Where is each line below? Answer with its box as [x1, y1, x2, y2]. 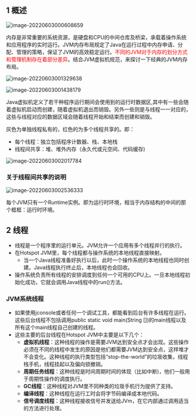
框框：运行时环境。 [11, 206, 58, 213]
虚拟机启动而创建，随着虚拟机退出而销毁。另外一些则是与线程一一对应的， [11, 105, 191, 113]
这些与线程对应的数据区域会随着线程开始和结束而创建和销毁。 [6, 113, 156, 120]
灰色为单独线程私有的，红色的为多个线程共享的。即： [6, 125, 135, 132]
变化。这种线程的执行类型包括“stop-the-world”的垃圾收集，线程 [33, 353, 188, 361]
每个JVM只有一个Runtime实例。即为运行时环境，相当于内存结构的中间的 [6, 199, 181, 206]
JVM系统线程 [6, 295, 44, 303]
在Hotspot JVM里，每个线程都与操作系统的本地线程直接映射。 [14, 249, 165, 256]
